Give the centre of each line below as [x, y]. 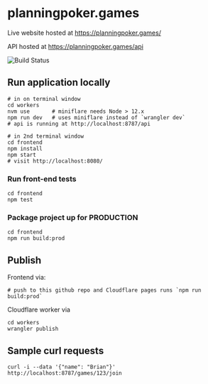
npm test [20, 200]
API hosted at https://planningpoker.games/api [76, 46]
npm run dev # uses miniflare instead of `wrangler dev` [97, 117]
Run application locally [59, 83]
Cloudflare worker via [39, 309]
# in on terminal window [44, 99]
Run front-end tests [42, 179]
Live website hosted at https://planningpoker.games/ [84, 33]
